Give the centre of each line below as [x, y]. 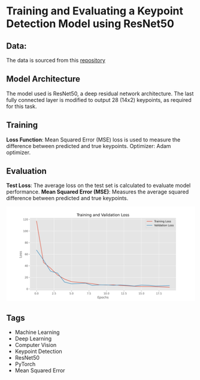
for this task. [22, 106]
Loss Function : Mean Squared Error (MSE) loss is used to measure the [93, 140]
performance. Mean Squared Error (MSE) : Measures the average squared [98, 192]
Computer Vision [36, 345]
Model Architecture [43, 79]
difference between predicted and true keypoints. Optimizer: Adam [89, 146]
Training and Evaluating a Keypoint [95, 11]
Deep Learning [33, 339]
